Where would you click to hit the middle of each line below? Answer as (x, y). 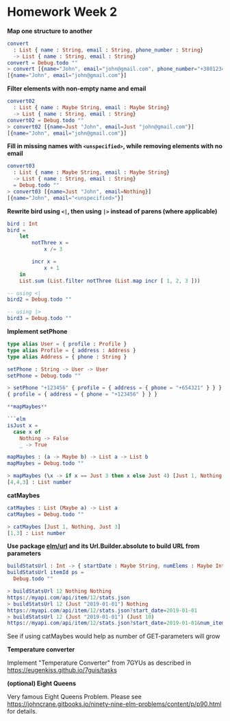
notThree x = (50, 243)
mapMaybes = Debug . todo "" (46, 463)
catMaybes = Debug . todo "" (46, 514)
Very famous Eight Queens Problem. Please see (75, 697)
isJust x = (23, 425)
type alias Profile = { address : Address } (72, 350)
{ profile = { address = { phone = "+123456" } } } (82, 394)
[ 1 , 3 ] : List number (37, 533)
